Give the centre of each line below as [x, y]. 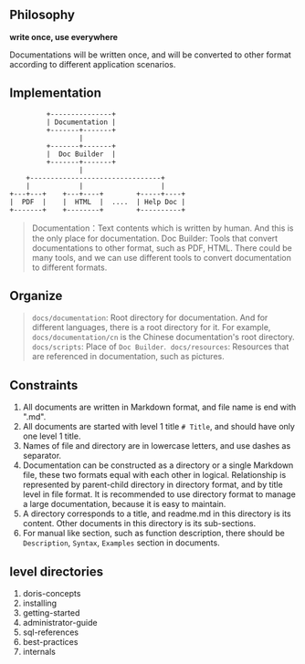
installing [40, 603]
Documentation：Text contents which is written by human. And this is [163, 228]
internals [39, 652]
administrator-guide [60, 623]
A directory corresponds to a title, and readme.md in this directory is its [157, 514]
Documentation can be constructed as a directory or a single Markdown [158, 465]
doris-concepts [52, 594]
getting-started [51, 613]
